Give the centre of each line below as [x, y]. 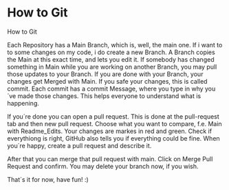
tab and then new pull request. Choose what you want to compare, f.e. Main [115, 123]
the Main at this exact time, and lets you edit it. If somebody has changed [111, 59]
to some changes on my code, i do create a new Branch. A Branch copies [111, 52]
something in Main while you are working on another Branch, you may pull [112, 67]
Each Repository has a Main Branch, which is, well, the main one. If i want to [115, 45]
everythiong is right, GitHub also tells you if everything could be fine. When [113, 138]
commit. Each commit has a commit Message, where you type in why [106, 88]
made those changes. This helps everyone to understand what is [109, 96]
